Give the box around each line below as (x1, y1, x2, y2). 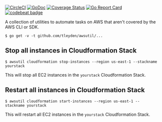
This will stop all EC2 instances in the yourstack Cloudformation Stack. (5, 72, 146, 78)
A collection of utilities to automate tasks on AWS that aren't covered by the (5, 19, 156, 25)
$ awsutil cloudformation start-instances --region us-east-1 (5, 99, 133, 104)
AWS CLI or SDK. (5, 24, 39, 30)
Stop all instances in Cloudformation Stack (5, 46, 137, 55)
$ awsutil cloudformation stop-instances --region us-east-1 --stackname (5, 59, 158, 64)
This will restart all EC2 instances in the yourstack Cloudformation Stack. (5, 111, 150, 117)
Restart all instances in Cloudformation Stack (5, 86, 145, 94)
